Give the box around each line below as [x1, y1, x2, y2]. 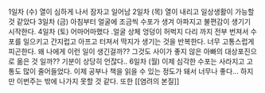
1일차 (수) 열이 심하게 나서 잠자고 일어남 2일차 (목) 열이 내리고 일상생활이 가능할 [8, 7, 255, 16]
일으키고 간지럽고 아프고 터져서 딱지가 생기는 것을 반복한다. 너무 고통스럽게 [22, 37, 255, 46]
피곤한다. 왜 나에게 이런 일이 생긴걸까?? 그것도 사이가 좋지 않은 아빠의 [8, 47, 224, 56]
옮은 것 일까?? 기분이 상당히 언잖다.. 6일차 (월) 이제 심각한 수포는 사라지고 [16, 56, 245, 66]
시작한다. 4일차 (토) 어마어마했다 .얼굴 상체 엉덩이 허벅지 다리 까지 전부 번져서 [8, 27, 249, 36]
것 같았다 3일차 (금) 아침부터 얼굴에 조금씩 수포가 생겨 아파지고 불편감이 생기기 [8, 17, 251, 26]
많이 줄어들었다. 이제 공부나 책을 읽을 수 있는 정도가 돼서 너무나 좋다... [22, 67, 239, 76]
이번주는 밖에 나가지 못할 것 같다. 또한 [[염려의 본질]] [16, 76, 180, 86]
